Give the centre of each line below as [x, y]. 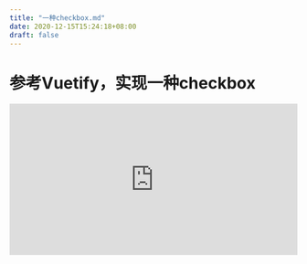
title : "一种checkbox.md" [57, 18]
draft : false [34, 35]
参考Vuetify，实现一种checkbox [132, 83]
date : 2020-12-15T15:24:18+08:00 [73, 26]
